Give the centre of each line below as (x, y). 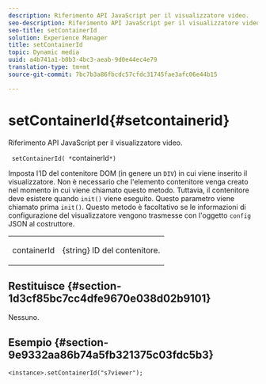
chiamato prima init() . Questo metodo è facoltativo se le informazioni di (127, 207)
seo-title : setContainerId (53, 30)
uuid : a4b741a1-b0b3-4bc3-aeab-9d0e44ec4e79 (83, 60)
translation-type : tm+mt (49, 67)
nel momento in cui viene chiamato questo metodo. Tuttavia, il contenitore (129, 190)
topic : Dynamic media (44, 52)
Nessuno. (24, 317)
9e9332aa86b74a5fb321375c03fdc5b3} (111, 354)
